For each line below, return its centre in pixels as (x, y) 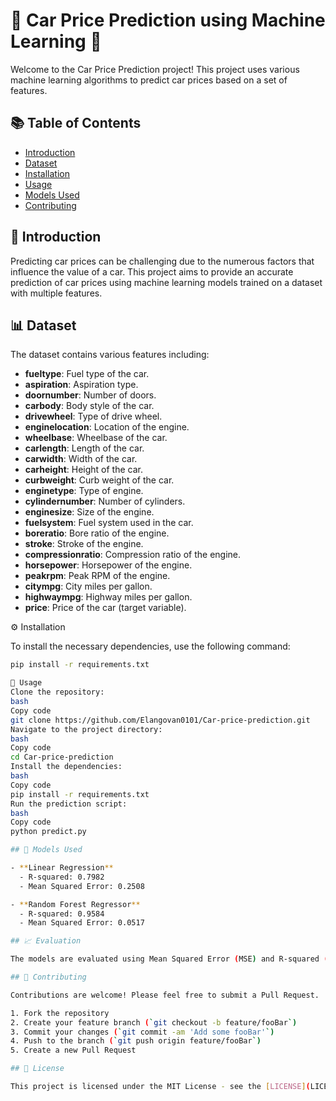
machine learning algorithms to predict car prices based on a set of (149, 80)
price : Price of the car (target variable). (105, 608)
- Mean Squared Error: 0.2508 (82, 886)
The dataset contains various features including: (110, 355)
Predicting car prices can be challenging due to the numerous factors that (162, 261)
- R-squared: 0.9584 (62, 914)
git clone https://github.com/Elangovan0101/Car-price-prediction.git (160, 720)
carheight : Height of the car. (83, 470)
